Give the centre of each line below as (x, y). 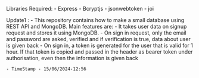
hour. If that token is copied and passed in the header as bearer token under (99, 52)
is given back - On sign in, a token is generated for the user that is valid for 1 (100, 45)
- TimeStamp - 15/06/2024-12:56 (46, 69)
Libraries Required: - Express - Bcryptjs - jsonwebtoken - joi (80, 9)
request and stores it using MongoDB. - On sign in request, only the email (96, 33)
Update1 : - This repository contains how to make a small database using (95, 20)
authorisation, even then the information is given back (72, 58)
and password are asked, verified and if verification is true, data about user (98, 39)
